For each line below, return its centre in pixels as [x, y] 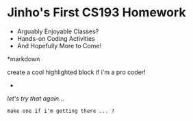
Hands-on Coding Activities [56, 38]
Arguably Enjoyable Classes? [58, 31]
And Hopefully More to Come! [59, 46]
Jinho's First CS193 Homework [96, 13]
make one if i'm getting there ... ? [61, 111]
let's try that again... [36, 98]
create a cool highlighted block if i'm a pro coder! [76, 72]
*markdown [24, 58]
